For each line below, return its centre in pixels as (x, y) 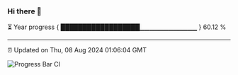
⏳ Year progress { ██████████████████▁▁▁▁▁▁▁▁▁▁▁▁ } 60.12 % (117, 27)
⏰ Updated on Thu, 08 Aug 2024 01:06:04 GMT (77, 50)
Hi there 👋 (25, 11)
